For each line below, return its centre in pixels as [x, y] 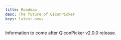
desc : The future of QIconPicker [40, 14]
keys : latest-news [24, 19]
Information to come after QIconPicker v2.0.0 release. [61, 33]
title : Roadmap [21, 10]
